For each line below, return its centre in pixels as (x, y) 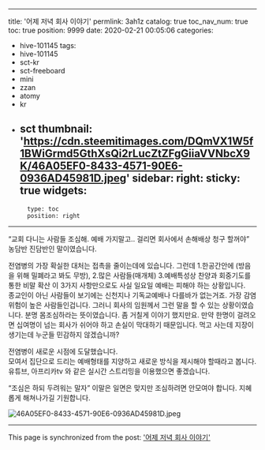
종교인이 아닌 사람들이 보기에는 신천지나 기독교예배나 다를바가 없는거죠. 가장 (125, 295)
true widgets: (53, 191)
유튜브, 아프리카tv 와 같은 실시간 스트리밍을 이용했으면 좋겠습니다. (109, 371)
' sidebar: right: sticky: (183, 178)
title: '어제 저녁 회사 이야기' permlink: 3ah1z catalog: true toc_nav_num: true (128, 21)
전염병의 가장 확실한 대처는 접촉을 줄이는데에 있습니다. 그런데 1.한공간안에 (121, 265)
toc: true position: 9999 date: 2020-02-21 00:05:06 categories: (111, 30)
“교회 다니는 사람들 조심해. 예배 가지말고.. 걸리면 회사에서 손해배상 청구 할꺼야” (129, 238)
